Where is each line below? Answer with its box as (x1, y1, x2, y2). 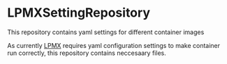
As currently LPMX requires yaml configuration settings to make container (7, 41, 221, 49)
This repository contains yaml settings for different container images (7, 28, 205, 36)
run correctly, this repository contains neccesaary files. (7, 49, 166, 57)
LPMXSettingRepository (7, 5, 150, 21)
